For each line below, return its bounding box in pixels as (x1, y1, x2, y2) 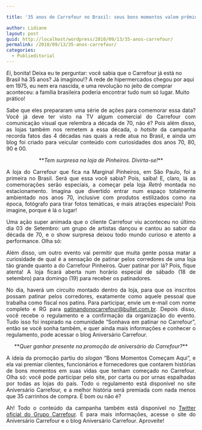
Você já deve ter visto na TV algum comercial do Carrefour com (6, 112, 196, 120)
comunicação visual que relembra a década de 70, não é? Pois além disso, (6, 119, 196, 126)
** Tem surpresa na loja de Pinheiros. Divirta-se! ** (38, 156, 164, 164)
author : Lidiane (6, 25, 47, 31)
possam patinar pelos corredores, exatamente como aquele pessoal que (6, 292, 196, 299)
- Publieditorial (11, 53, 55, 59)
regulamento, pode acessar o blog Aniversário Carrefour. (6, 331, 147, 338)
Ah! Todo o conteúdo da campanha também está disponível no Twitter (6, 404, 196, 411)
